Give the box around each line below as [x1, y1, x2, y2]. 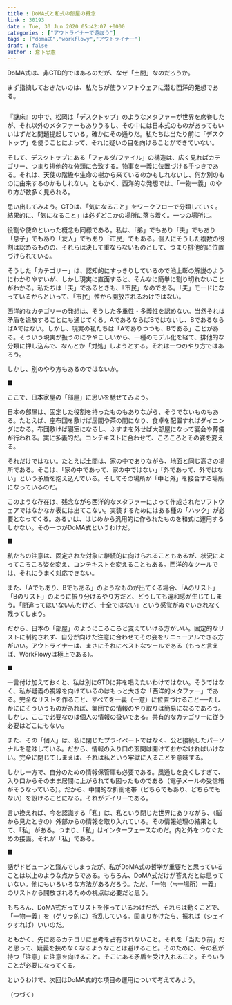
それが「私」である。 [37, 834, 98, 843]
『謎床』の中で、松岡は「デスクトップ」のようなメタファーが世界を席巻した [7, 112, 225, 121]
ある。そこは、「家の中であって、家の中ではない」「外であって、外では [19, 465, 217, 473]
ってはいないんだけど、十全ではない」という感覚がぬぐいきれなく [34, 601, 221, 609]
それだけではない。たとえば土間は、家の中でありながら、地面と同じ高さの [7, 457, 219, 465]
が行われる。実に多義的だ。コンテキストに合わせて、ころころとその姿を [7, 433, 212, 442]
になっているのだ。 [7, 482, 61, 491]
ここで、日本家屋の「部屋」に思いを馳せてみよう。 [7, 393, 152, 401]
